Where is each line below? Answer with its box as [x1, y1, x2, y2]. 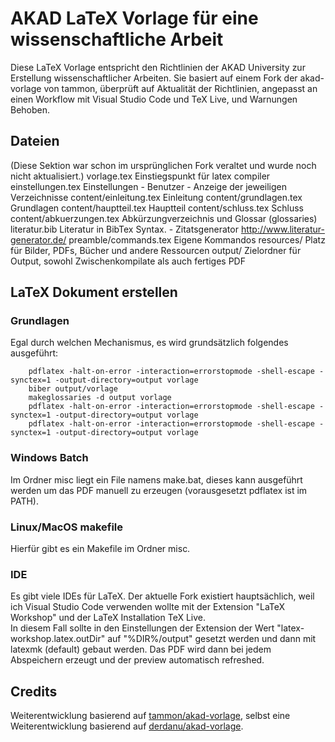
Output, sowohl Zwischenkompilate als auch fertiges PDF [10, 255, 246, 267]
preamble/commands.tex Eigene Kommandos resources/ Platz [68, 233, 326, 246]
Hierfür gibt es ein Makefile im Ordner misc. [10, 543, 191, 555]
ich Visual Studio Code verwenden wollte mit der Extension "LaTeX [10, 601, 286, 613]
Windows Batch [10, 451, 89, 465]
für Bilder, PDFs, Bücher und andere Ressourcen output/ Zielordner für [10, 244, 302, 256]
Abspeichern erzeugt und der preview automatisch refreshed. [10, 654, 265, 666]
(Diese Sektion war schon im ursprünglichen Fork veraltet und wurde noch [10, 159, 317, 171]
